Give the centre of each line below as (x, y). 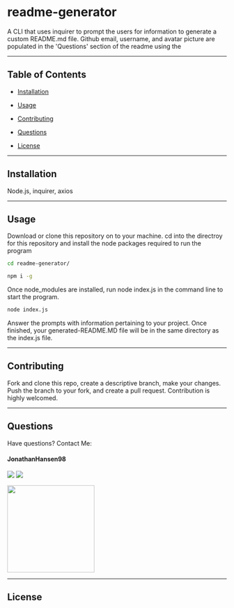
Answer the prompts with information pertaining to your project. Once (107, 323)
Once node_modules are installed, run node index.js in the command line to (115, 289)
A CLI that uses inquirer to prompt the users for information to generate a (112, 31)
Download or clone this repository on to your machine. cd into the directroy (115, 236)
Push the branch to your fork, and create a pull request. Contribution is (109, 390)
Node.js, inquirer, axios (40, 191)
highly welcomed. (32, 397)
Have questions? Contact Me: (50, 443)
